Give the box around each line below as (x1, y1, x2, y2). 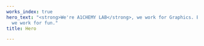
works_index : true (6, 8, 53, 15)
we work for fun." (12, 20, 59, 26)
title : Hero (6, 25, 36, 32)
